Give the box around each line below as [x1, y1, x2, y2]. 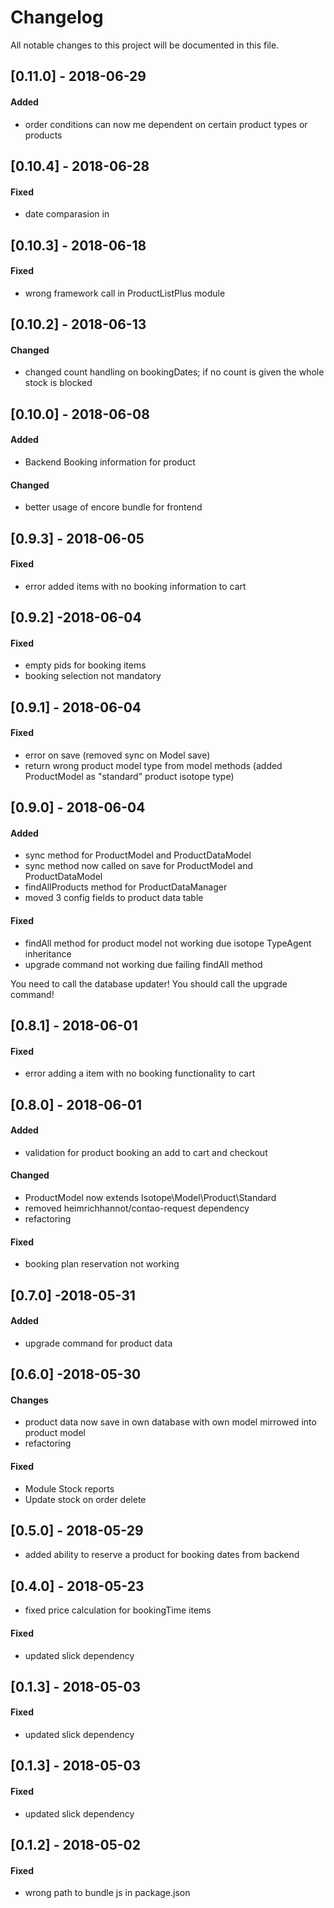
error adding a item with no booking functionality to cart [24, 1067, 256, 1080]
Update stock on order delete [24, 1493, 147, 1505]
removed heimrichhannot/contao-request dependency [24, 1202, 250, 1215]
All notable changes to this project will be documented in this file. [10, 39, 280, 51]
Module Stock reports [24, 1482, 115, 1495]
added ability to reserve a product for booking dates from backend [24, 1549, 300, 1561]
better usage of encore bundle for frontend [24, 501, 203, 513]
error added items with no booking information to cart [24, 580, 247, 592]
